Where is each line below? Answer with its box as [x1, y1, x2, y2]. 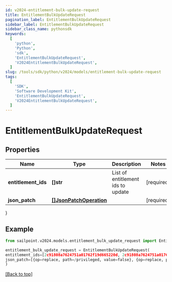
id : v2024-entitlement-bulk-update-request [5, 7, 100, 13]
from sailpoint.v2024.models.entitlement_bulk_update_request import [5, 238, 157, 244]
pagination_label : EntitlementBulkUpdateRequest [5, 17, 111, 22]
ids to [112, 182, 125, 189]
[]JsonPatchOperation [51, 197, 107, 204]
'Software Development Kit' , [14, 88, 77, 94]
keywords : [5, 31, 27, 36]
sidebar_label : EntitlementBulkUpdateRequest [5, 22, 104, 27]
